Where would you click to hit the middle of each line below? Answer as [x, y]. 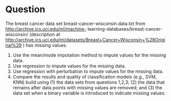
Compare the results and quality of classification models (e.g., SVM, [85, 77]
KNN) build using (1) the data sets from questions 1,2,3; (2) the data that [89, 82]
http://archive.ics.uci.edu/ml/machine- [46, 29]
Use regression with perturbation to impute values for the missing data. [88, 71]
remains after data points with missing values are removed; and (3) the [88, 87]
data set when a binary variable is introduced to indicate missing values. [89, 93]
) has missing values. [45, 45]
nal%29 [14, 45]
